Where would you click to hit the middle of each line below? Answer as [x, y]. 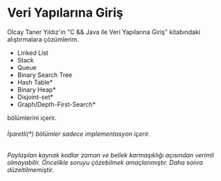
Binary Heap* [36, 89]
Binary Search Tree [45, 75]
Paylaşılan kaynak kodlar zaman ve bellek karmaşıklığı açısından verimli [111, 155]
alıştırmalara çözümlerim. [43, 39]
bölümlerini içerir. [32, 118]
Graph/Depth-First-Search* [56, 104]
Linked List [33, 53]
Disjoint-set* [35, 97]
